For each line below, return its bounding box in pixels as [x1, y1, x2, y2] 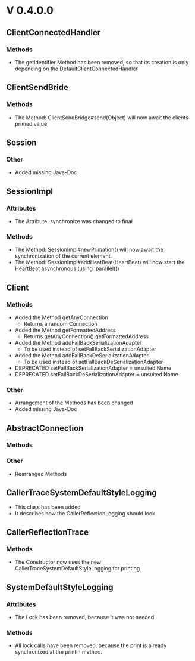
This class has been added [14, 504, 81, 511]
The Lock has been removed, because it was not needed [14, 614, 155, 621]
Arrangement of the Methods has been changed [14, 399, 134, 406]
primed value [14, 120, 48, 127]
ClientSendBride [6, 82, 68, 92]
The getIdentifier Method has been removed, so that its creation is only [14, 58, 189, 66]
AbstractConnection [6, 423, 84, 433]
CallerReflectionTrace [6, 527, 89, 538]
